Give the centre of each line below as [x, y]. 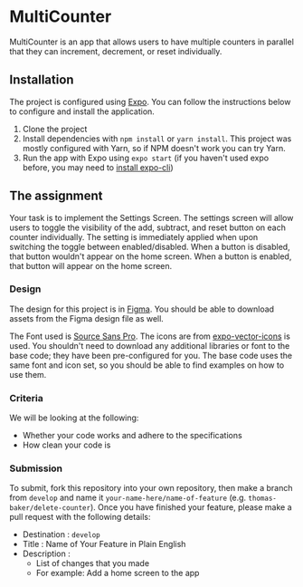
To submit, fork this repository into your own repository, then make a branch [151, 488]
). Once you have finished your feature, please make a [191, 507]
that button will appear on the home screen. [91, 265]
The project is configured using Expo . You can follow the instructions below [150, 101]
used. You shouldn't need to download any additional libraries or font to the [150, 345]
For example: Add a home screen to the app [118, 573]
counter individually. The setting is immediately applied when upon [134, 236]
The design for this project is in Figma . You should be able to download [142, 309]
